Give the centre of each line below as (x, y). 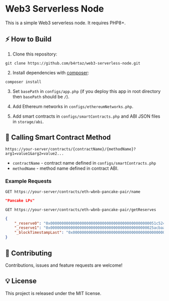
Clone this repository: (35, 54)
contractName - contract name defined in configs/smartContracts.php (84, 163)
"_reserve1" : (28, 228)
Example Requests (28, 181)
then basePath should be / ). (41, 96)
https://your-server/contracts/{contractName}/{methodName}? (71, 149)
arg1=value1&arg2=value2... (35, 154)
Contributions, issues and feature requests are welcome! (64, 265)
